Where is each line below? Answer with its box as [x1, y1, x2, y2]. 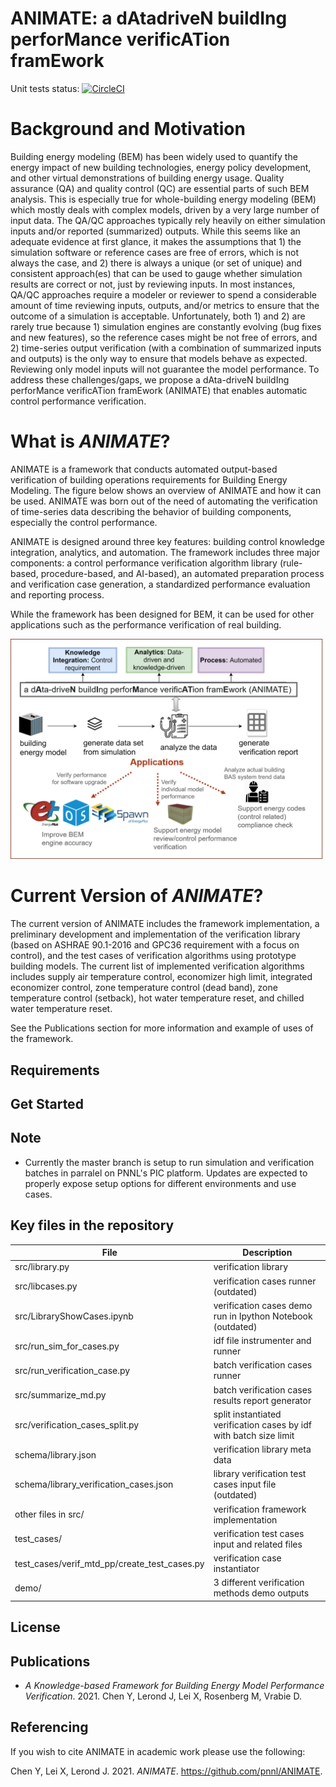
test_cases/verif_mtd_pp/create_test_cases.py [14, 1557, 205, 1569]
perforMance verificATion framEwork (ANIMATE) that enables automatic [10, 384, 308, 396]
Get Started [10, 1095, 84, 1112]
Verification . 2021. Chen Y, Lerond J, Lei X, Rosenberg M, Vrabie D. [24, 1690, 302, 1702]
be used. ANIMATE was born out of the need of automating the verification [10, 495, 318, 507]
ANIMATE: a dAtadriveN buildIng [10, 7, 288, 30]
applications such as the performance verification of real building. [10, 618, 282, 631]
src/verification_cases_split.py [14, 1418, 140, 1431]
